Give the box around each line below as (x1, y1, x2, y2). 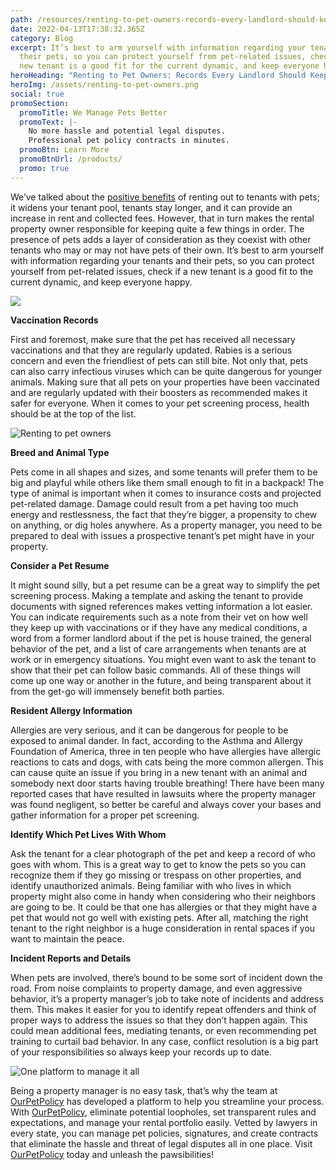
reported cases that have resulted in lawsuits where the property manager (10, 787, 317, 800)
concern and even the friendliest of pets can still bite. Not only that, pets (10, 354, 308, 366)
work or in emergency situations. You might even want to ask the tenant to (10, 653, 317, 665)
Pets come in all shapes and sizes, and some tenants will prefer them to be (10, 466, 318, 478)
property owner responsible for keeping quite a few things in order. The (10, 222, 305, 235)
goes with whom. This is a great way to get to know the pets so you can (10, 858, 307, 870)
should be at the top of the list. (10, 407, 137, 420)
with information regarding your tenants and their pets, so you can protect (10, 254, 315, 266)
